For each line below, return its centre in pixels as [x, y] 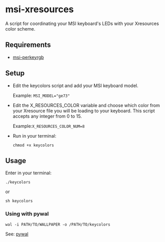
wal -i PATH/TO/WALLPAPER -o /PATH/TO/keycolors [58, 224]
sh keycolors [19, 201]
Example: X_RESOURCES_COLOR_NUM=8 [49, 126]
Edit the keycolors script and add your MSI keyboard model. [75, 86]
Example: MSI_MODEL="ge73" [41, 95]
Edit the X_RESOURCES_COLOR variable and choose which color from [86, 105]
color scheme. [20, 29]
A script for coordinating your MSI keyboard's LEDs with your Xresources [82, 23]
